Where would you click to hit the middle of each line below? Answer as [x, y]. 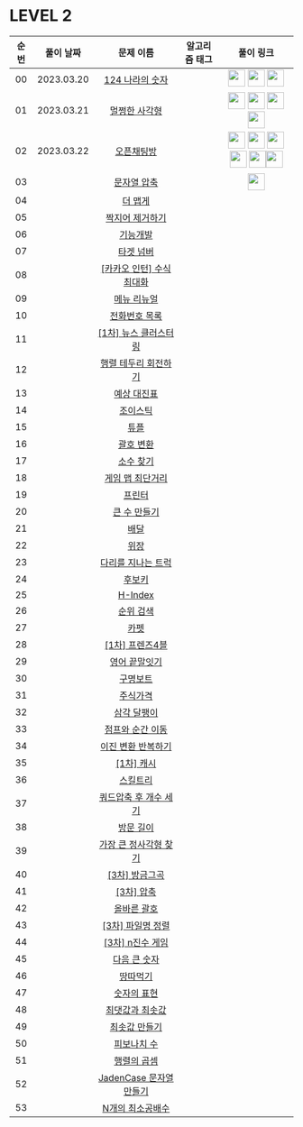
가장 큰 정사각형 [130, 844]
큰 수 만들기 [136, 512]
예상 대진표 [136, 393]
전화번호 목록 [136, 316]
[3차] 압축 [136, 892]
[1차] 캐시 [136, 763]
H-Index [136, 594]
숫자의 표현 [136, 993]
